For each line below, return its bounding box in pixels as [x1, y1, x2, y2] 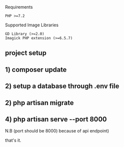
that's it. [5, 137, 21, 143]
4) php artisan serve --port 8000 [5, 115, 107, 123]
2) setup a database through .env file [5, 82, 120, 91]
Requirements [5, 4, 33, 10]
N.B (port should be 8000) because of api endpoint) [5, 128, 109, 134]
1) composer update [5, 65, 67, 73]
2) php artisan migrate [5, 98, 74, 107]
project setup [5, 49, 47, 57]
